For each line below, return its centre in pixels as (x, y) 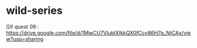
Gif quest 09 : (23, 27)
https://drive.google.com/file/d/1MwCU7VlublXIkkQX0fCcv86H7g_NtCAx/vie (98, 32)
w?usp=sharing (25, 39)
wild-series (34, 11)
